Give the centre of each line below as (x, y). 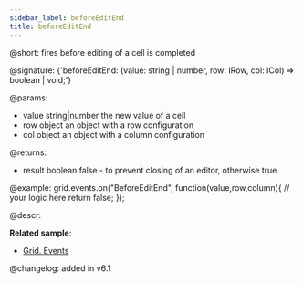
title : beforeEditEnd (51, 26)
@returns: (28, 152)
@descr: (25, 215)
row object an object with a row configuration (108, 125)
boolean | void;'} (41, 79)
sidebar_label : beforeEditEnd (67, 18)
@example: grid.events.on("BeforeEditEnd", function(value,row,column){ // (150, 187)
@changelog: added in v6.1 (60, 268)
